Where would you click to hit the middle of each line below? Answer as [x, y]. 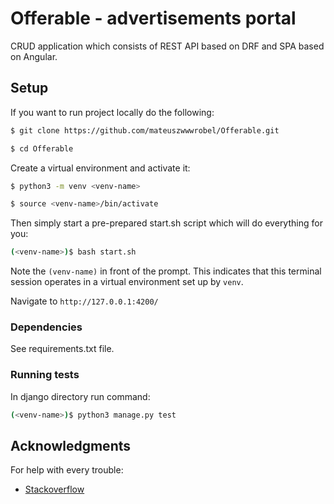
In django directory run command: [80, 396]
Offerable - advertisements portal [153, 18]
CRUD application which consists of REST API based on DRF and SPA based [167, 46]
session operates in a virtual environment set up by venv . [127, 282]
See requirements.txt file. [62, 349]
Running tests [45, 375]
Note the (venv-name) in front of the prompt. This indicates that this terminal [166, 271]
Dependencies [46, 327]
